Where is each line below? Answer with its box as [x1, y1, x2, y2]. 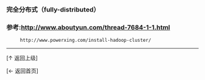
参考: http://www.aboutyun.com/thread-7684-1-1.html [6, 23, 171, 32]
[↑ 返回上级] [6, 55, 38, 62]
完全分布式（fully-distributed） [6, 5, 100, 13]
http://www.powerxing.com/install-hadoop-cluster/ [20, 38, 151, 44]
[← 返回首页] [6, 67, 38, 75]
